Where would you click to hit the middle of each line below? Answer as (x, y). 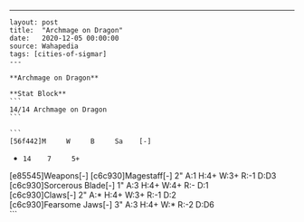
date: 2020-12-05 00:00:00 (64, 38)
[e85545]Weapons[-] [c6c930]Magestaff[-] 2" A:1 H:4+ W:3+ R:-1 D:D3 (143, 176)
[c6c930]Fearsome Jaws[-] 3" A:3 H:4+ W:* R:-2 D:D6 (112, 204)
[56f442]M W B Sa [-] (81, 141)
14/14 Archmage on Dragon (58, 110)
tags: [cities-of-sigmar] (58, 54)
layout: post (34, 23)
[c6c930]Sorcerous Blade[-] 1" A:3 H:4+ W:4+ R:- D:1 (109, 185)
